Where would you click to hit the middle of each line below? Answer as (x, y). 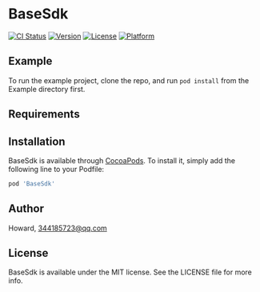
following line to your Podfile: (56, 169)
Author (26, 209)
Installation (37, 141)
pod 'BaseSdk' (32, 184)
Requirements (44, 114)
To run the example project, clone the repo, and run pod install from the (129, 80)
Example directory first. (47, 89)
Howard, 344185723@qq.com (58, 228)
